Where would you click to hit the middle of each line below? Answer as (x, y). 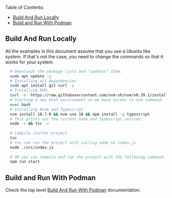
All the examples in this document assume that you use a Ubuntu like (78, 51)
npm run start (25, 162)
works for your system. (30, 62)
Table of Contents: (25, 7)
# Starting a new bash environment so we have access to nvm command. (87, 100)
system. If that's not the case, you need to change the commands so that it (84, 56)
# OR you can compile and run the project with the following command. (88, 157)
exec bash (20, 104)
